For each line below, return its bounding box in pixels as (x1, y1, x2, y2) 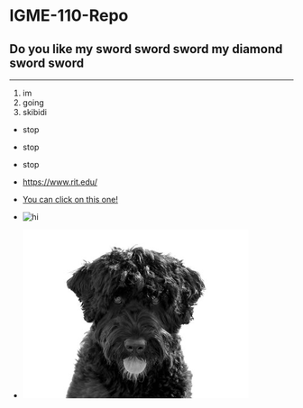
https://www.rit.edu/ (22, 177, 97, 187)
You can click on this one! (22, 195, 119, 204)
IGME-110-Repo (9, 5, 129, 26)
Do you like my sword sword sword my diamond (9, 41, 283, 57)
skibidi (22, 107, 48, 117)
